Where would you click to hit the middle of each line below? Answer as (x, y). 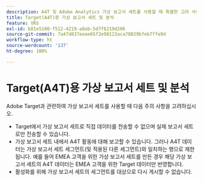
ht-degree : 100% (27, 51)
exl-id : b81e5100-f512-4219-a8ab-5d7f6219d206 (66, 29)
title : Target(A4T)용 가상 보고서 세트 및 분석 (60, 17)
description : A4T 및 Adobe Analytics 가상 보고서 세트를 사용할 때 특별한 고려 (98, 12)
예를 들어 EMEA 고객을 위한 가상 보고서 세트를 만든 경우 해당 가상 (109, 156)
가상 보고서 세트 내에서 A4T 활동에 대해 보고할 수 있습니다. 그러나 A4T (98, 141)
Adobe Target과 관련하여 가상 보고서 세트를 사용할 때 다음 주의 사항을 (89, 106)
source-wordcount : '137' (37, 46)
